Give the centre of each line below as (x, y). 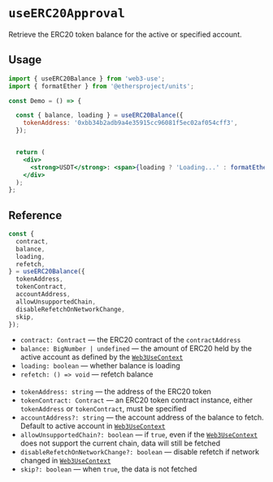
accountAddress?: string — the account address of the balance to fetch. (142, 417)
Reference (35, 215)
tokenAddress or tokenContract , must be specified (103, 409)
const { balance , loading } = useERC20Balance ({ (100, 115)
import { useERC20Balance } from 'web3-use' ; (87, 79)
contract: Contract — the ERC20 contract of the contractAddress (130, 340)
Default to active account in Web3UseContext (93, 426)
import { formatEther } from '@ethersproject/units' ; (102, 86)
